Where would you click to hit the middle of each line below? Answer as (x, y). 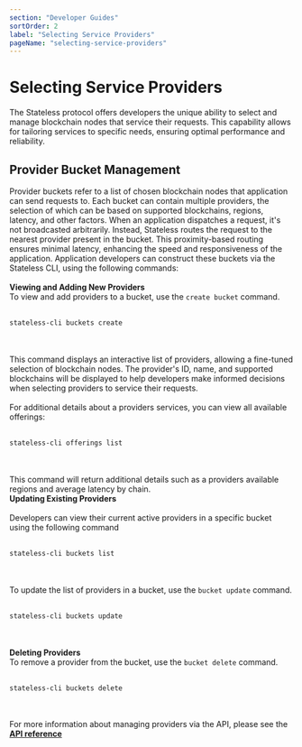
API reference (36, 734)
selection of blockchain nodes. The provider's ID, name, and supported (141, 369)
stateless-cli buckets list (62, 553)
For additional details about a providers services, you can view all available (148, 407)
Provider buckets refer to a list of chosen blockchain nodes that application (149, 191)
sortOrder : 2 (34, 26)
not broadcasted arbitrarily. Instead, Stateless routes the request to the (141, 230)
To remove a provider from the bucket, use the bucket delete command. (144, 662)
